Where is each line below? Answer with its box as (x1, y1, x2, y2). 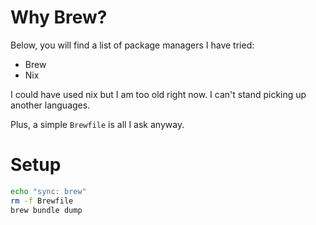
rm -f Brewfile (10, 196, 74, 206)
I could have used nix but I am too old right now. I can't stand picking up (10, 88, 307, 100)
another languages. (10, 99, 91, 111)
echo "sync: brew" (10, 186, 87, 196)
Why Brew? (10, 6, 108, 29)
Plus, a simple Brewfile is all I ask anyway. (10, 118, 185, 130)
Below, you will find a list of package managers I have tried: (10, 39, 255, 51)
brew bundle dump (10, 205, 83, 215)
